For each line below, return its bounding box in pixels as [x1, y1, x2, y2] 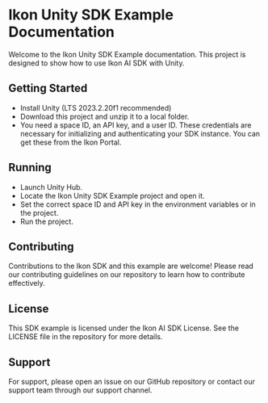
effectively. [8, 279, 46, 288]
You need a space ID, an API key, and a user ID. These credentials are [19, 120, 252, 130]
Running [8, 161, 52, 174]
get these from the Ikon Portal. [19, 137, 122, 147]
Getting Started [8, 82, 88, 95]
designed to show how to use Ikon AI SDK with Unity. [8, 58, 185, 68]
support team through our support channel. [8, 385, 153, 395]
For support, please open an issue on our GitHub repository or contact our [8, 377, 256, 386]
